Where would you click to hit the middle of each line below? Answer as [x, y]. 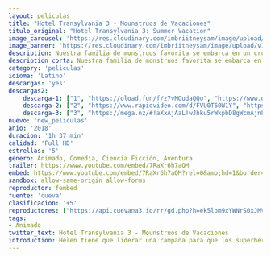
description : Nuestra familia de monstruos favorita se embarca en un [129, 53]
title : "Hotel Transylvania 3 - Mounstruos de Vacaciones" [110, 23]
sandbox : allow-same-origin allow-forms [77, 181]
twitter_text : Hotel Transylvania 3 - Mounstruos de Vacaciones [119, 233]
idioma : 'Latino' [38, 76]
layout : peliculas [39, 16]
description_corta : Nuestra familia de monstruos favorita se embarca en [135, 61]
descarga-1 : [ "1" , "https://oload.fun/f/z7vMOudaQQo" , [117, 98]
